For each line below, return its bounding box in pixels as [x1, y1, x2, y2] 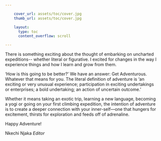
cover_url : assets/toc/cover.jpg [14, 11, 82, 16]
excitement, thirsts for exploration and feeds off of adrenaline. [5, 111, 130, 117]
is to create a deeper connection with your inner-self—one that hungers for [5, 106, 156, 112]
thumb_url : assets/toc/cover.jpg [14, 16, 82, 21]
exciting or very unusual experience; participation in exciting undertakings [5, 81, 154, 88]
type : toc [18, 29, 38, 34]
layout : [14, 25, 29, 30]
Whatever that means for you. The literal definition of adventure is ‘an [5, 76, 145, 82]
